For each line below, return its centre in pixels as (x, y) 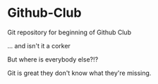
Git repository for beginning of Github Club (69, 32)
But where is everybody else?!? (53, 59)
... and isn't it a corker (39, 45)
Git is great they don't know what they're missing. (79, 73)
